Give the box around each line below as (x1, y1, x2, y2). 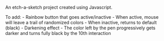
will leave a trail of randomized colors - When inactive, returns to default (5, 20, 157, 25)
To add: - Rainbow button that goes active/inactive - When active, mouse (5, 14, 159, 20)
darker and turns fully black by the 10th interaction (5, 30, 111, 36)
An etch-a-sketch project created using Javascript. (5, 5, 113, 10)
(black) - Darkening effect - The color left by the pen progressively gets (5, 25, 156, 31)
